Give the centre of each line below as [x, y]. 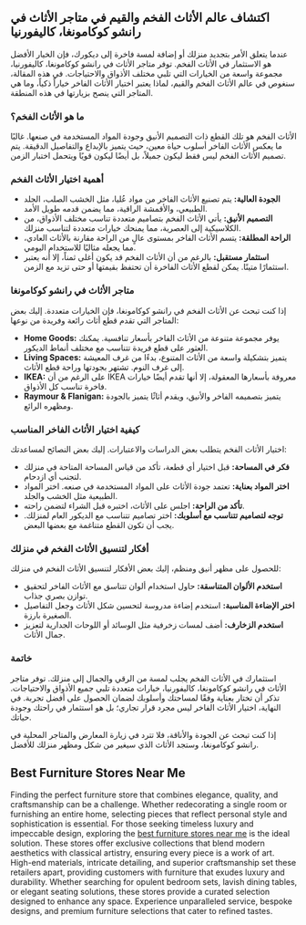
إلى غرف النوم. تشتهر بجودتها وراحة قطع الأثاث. [104, 367]
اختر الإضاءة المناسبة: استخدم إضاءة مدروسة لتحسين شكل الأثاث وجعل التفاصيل [159, 606]
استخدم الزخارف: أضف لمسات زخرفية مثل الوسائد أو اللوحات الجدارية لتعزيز [153, 625]
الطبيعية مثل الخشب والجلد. [70, 496]
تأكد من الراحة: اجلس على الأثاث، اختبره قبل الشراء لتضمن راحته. [134, 505]
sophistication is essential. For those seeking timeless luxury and [132, 824]
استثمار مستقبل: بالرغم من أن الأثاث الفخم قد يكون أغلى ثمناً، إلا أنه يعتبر [146, 257]
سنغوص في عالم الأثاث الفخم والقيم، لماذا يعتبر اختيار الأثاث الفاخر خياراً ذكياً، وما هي [153, 83]
